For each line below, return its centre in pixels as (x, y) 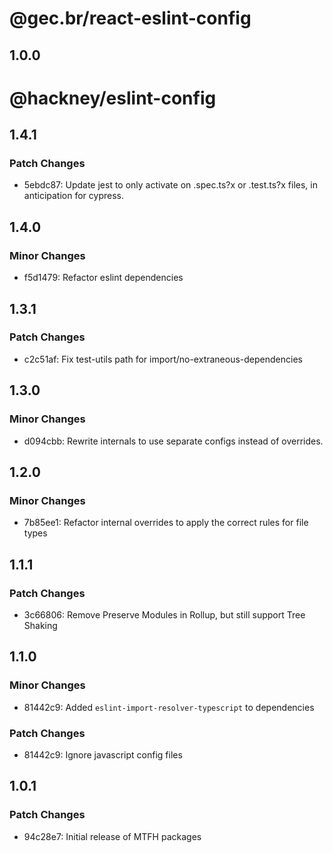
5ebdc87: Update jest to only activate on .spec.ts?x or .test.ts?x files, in (170, 185)
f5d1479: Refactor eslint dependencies (103, 278)
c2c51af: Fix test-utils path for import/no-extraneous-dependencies (163, 359)
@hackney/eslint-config (113, 98)
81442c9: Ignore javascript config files (103, 754)
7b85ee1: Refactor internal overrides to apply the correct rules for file (166, 523)
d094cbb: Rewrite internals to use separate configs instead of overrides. (173, 441)
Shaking (40, 625)
